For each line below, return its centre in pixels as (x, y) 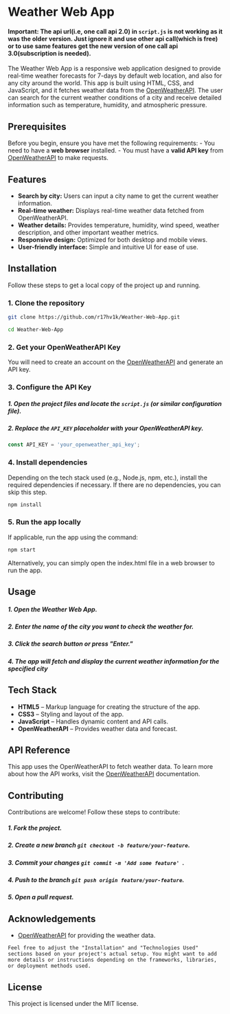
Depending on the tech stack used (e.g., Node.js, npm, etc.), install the (108, 477)
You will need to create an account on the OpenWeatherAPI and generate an (116, 362)
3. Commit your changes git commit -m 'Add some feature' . (96, 862)
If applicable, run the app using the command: (73, 537)
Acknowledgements (52, 919)
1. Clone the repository (46, 303)
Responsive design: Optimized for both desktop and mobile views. (113, 240)
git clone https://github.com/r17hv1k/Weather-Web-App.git (94, 317)
